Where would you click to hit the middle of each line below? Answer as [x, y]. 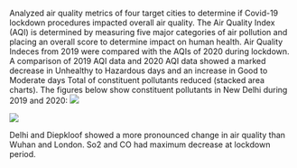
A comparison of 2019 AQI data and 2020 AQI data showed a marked [138, 61]
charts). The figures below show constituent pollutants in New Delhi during [148, 90]
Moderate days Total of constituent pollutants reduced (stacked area [137, 80]
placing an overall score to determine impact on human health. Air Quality [146, 42]
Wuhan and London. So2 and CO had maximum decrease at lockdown [140, 145]
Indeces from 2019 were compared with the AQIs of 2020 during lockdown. [150, 51]
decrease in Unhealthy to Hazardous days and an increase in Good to [139, 70]
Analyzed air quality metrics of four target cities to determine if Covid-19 [144, 13]
